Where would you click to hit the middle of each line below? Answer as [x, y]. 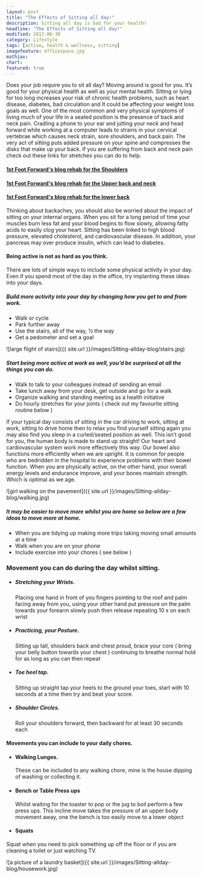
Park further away [37, 324]
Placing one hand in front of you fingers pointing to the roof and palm [101, 597]
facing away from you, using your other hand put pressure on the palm [103, 603]
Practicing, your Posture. [47, 631]
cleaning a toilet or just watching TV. [51, 850]
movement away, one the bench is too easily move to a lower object [99, 817]
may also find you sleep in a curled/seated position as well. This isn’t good [99, 434]
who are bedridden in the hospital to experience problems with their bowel [99, 460]
